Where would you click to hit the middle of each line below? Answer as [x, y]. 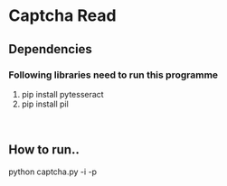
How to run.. [44, 150]
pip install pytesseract [63, 94]
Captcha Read [62, 16]
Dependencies [50, 49]
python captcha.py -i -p [52, 172]
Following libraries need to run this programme [113, 75]
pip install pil [45, 104]
